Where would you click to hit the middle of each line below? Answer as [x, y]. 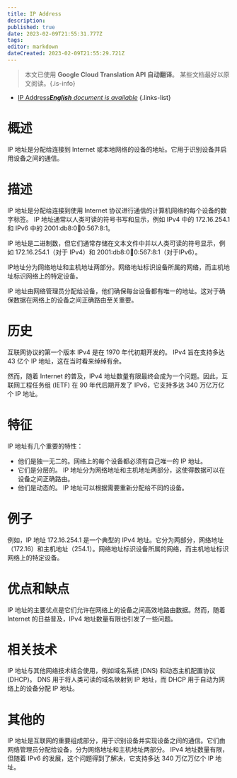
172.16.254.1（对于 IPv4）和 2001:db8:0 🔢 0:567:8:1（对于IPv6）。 [108, 252]
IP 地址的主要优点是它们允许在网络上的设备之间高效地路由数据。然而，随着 [116, 609]
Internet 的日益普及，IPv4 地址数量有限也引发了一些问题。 [92, 619]
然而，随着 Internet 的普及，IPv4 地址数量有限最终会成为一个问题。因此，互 [118, 376]
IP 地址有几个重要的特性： [45, 446]
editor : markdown [33, 47]
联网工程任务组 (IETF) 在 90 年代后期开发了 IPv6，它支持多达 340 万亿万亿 [116, 385]
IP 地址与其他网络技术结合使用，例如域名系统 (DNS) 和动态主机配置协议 [111, 671]
